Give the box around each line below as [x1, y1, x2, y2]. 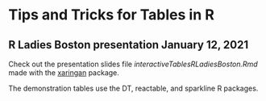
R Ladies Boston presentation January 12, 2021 [8, 38, 248, 52]
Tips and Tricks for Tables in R [8, 6, 215, 24]
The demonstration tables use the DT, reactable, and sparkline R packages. [8, 83, 259, 93]
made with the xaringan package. [8, 68, 119, 78]
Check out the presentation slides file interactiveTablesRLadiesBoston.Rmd [8, 59, 258, 69]
